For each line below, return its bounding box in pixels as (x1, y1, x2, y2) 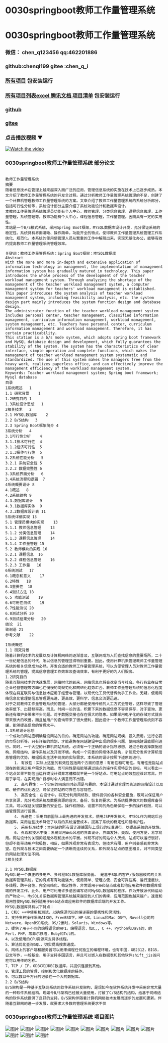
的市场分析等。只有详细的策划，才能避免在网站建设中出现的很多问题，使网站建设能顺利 (5, 739, 159, 744)
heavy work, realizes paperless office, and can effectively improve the (5, 361, 163, 366)
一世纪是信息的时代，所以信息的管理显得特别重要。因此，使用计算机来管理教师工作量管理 (5, 658, 162, 663)
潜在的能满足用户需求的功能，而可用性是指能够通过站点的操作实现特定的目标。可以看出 (5, 766, 159, 771)
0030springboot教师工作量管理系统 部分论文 (5, 160, 115, 167)
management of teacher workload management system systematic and (5, 352, 147, 358)
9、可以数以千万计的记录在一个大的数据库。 (5, 974, 82, 979)
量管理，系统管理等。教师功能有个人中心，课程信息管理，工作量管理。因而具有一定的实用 (5, 214, 162, 219)
